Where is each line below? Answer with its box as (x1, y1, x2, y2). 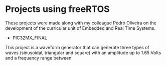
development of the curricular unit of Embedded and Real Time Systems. (5, 25, 156, 31)
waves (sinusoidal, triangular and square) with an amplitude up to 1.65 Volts (5, 50, 161, 56)
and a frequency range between (5, 55, 72, 61)
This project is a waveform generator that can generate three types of (5, 44, 149, 50)
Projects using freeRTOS (5, 3, 110, 15)
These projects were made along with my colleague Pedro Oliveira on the (5, 20, 157, 26)
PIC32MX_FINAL (12, 35, 48, 41)
